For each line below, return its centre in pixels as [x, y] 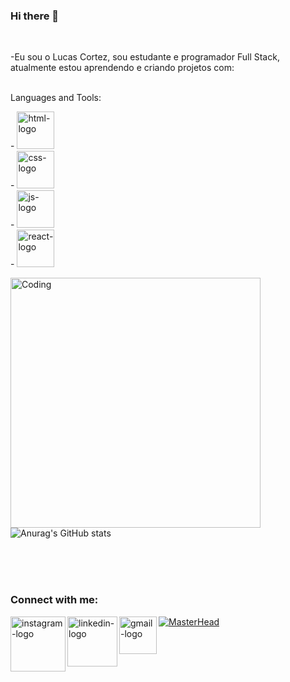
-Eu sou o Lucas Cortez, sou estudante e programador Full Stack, [145, 57]
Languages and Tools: [56, 98]
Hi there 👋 [35, 16]
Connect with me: [54, 600]
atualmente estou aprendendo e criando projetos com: [122, 68]
